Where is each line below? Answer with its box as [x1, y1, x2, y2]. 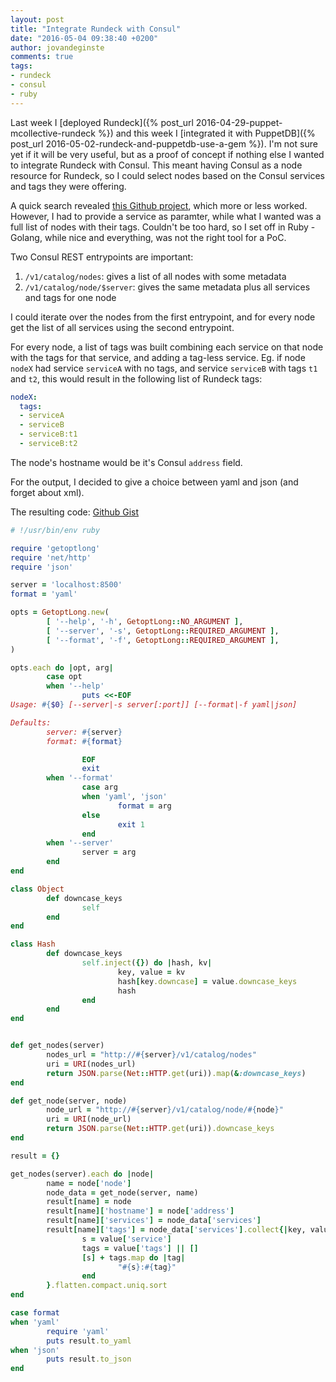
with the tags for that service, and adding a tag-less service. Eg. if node [10, 351, 306, 363]
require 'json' [10, 562, 74, 572]
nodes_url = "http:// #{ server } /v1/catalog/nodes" [46, 1050, 257, 1060]
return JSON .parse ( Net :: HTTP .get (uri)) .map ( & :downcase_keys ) [46, 1068, 307, 1078]
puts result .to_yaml [46, 1336, 132, 1346]
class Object [10, 884, 65, 894]
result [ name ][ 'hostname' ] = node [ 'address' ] [46, 1206, 235, 1216]
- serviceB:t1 [19, 429, 78, 440]
